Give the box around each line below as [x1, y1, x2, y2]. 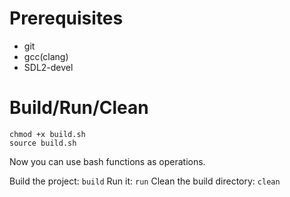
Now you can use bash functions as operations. [9, 155, 206, 167]
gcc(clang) [23, 50, 69, 62]
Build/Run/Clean [9, 97, 149, 119]
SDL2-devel [23, 61, 74, 73]
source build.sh [9, 138, 77, 148]
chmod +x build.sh [9, 129, 86, 139]
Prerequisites [9, 7, 124, 30]
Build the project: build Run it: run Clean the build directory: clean [9, 175, 281, 187]
